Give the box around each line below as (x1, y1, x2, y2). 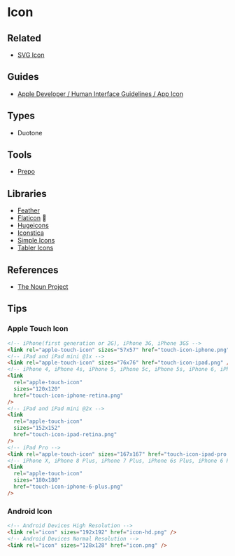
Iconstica (17, 229, 44, 237)
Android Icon (7, 506, 52, 516)
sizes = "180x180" (13, 477, 61, 484)
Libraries (7, 187, 47, 200)
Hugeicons (17, 222, 49, 230)
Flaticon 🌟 (17, 214, 47, 222)
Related (7, 32, 42, 44)
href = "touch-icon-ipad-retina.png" (13, 431, 117, 438)
